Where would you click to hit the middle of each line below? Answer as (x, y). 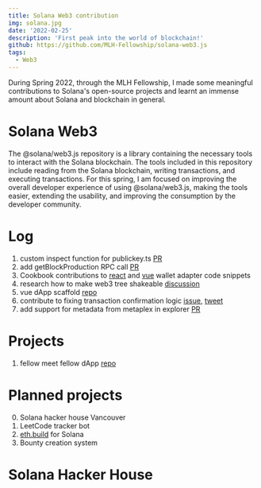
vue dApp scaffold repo (58, 292)
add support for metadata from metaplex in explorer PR (110, 309)
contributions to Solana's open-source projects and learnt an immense (124, 91)
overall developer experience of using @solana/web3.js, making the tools (128, 187)
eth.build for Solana (52, 434)
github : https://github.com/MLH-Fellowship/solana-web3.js (108, 45)
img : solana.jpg (35, 23)
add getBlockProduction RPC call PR (79, 266)
